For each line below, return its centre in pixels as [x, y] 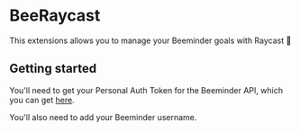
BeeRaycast [55, 16]
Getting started [53, 69]
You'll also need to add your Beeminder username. [103, 117]
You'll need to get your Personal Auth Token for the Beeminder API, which [146, 90]
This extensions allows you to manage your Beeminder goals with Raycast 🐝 [150, 40]
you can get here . [42, 100]
